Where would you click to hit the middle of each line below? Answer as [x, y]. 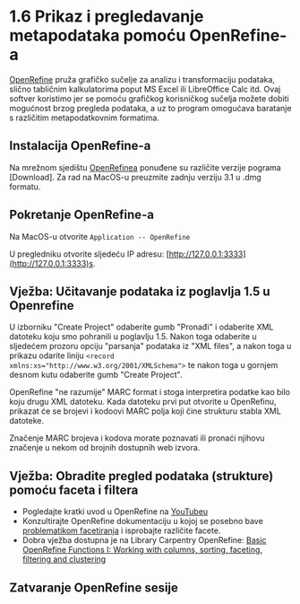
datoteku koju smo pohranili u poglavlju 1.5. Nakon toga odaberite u [133, 337]
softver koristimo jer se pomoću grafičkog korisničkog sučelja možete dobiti [149, 98]
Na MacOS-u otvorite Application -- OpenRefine [100, 236]
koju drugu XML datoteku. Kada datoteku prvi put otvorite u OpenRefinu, [143, 402]
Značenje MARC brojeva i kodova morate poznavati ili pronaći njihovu [137, 438]
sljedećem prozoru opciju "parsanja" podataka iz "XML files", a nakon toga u [150, 346]
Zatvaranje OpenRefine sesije [94, 587]
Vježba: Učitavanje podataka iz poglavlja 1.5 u [140, 291]
